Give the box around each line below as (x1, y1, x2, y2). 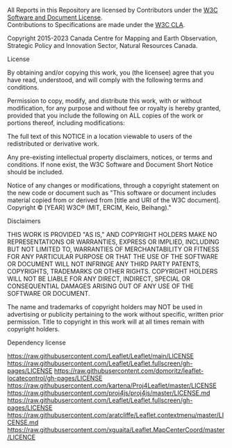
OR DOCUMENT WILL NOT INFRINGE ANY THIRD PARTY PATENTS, (7, 260, 201, 268)
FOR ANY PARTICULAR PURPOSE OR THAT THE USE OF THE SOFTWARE (7, 253, 219, 260)
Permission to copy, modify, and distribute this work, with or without (7, 97, 202, 105)
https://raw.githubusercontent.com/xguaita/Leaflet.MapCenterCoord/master (7, 426, 225, 433)
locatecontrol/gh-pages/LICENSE (7, 374, 103, 382)
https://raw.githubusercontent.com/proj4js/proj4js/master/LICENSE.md (7, 389, 210, 397)
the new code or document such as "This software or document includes (7, 189, 217, 197)
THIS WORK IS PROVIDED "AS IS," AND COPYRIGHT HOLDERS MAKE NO (7, 231, 217, 238)
